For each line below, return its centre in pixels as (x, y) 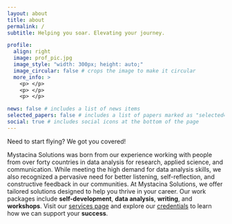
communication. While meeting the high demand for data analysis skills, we (114, 169)
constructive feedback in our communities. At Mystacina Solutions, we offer (115, 184)
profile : (20, 45)
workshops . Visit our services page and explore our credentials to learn (109, 206)
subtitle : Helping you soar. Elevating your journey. (86, 33)
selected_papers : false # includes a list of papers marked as (100, 115)
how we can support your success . (58, 213)
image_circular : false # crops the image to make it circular (105, 71)
